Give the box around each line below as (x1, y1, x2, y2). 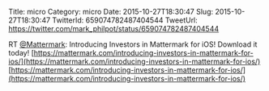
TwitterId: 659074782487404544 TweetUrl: (52, 15, 199, 25)
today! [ (8, 48, 35, 57)
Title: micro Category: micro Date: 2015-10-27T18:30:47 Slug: (8, 7, 213, 16)
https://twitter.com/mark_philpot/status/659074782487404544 (8, 24, 220, 33)
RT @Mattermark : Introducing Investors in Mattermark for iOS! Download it (8, 39, 258, 49)
